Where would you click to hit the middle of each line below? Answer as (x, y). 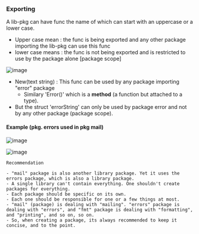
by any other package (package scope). (64, 113)
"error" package (35, 88)
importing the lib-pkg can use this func (63, 46)
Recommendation (25, 163)
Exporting (21, 9)
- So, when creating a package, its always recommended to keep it (92, 220)
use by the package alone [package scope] (68, 59)
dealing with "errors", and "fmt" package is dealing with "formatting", (100, 210)
